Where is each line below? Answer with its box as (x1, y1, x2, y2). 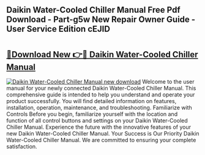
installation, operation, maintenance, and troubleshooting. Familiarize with (6, 104, 193, 111)
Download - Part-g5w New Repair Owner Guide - (6, 15, 196, 25)
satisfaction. (6, 143, 38, 150)
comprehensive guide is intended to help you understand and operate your (6, 91, 195, 98)
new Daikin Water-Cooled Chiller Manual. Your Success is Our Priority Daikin (6, 130, 199, 137)
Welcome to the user (142, 78, 195, 85)
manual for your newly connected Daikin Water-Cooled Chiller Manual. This (6, 85, 196, 92)
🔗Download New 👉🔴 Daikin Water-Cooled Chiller (6, 49, 198, 60)
